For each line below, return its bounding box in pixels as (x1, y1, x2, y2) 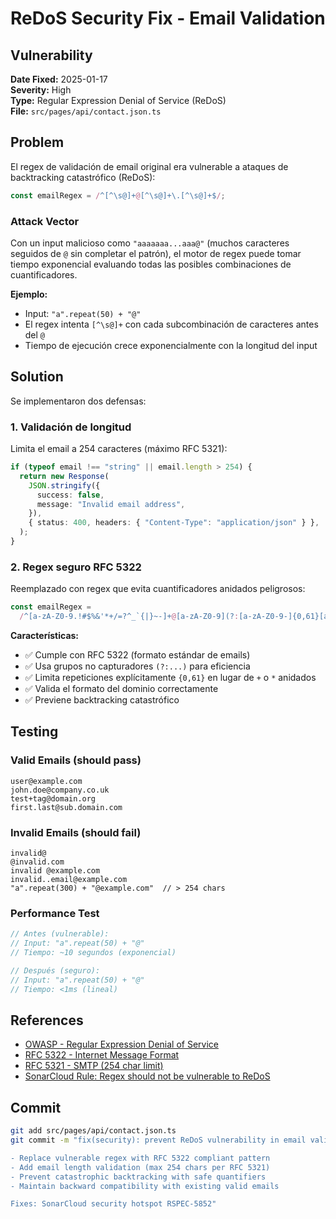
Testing (10, 723, 59, 741)
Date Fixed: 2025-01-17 (10, 73, 108, 85)
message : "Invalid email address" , (36, 499, 186, 509)
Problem (10, 134, 65, 151)
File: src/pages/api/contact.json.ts (10, 105, 162, 117)
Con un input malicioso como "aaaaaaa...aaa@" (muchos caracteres (10, 237, 290, 249)
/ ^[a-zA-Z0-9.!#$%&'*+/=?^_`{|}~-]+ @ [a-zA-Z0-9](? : (19, 612, 240, 622)
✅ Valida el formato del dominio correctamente (24, 683, 219, 695)
